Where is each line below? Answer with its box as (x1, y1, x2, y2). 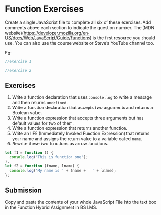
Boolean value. (12, 109, 42, 115)
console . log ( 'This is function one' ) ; (9, 155, 89, 160)
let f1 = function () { (5, 150, 54, 155)
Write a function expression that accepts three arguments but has (12, 115, 144, 121)
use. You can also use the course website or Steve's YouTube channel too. (5, 40, 155, 46)
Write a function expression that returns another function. (12, 125, 128, 131)
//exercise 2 (5, 68, 32, 72)
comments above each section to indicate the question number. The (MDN (5, 24, 155, 30)
